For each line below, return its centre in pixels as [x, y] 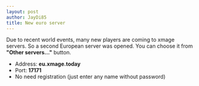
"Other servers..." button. [39, 53]
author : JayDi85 [26, 17]
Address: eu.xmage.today [48, 64]
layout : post [22, 12]
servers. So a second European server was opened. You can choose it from [99, 46]
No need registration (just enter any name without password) [90, 77]
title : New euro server [36, 23]
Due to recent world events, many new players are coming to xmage [91, 40]
